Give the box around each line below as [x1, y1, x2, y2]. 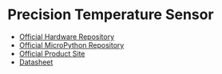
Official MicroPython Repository [18, 40, 125, 49]
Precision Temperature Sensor [7, 6, 214, 24]
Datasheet [18, 57, 54, 67]
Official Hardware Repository [18, 32, 115, 41]
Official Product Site [18, 49, 85, 58]
